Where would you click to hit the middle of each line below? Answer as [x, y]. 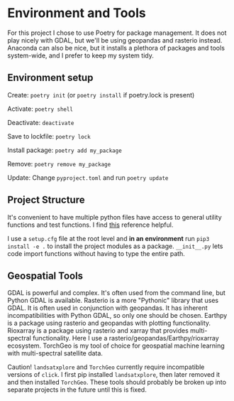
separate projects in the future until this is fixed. [77, 390]
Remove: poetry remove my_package [59, 164]
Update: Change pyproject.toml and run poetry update [88, 177]
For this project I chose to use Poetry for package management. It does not [117, 33]
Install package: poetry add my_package [65, 150]
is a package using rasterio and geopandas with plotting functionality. [109, 323]
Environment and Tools [77, 13]
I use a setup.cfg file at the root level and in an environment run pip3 [108, 238]
